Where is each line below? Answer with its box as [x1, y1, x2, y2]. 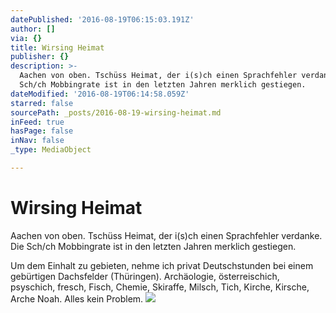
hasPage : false [10, 126, 74, 136]
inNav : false [10, 136, 65, 146]
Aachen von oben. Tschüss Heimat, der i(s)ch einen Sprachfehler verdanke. [10, 229, 323, 241]
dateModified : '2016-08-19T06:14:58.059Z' [10, 89, 190, 99]
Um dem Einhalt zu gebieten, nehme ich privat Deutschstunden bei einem [10, 259, 314, 271]
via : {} [10, 33, 43, 43]
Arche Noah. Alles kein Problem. [10, 292, 144, 305]
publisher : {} [10, 52, 70, 62]
